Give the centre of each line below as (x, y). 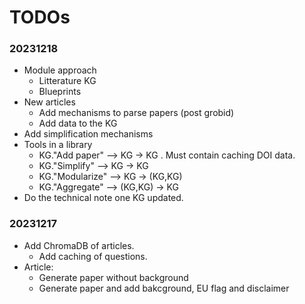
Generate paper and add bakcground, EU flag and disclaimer (164, 288)
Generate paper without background (113, 277)
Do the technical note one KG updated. (103, 198)
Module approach (60, 70)
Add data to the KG (78, 123)
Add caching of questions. (93, 256)
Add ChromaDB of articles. (79, 245)
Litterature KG (67, 81)
